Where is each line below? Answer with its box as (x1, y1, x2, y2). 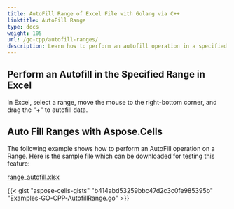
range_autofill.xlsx (7, 173, 60, 181)
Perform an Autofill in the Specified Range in (7, 69, 205, 80)
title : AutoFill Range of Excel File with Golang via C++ (7, 10, 180, 17)
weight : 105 (7, 29, 42, 37)
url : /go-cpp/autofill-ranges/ (7, 36, 99, 43)
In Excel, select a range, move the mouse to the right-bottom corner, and (7, 98, 217, 106)
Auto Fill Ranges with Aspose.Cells (7, 126, 163, 138)
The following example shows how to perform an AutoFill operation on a (7, 144, 215, 152)
